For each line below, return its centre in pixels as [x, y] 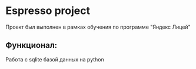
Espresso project [48, 11]
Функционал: [31, 45]
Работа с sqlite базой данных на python [55, 59]
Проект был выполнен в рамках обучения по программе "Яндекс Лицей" [98, 27]
